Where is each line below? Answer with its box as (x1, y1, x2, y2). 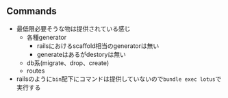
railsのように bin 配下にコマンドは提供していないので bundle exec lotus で (16, 75, 222, 83)
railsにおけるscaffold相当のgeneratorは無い (36, 41, 160, 50)
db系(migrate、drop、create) (26, 58, 110, 67)
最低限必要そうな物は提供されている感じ (16, 24, 131, 33)
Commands (6, 5, 58, 17)
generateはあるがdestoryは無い (36, 50, 126, 58)
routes (26, 66, 45, 75)
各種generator (26, 33, 67, 41)
